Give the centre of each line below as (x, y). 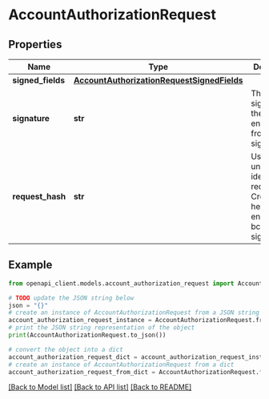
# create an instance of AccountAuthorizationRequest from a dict (121, 365)
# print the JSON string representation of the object (102, 328)
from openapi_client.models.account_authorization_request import (121, 283)
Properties (35, 44)
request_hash (39, 196)
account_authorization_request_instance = (80, 320)
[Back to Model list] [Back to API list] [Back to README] (100, 387)
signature (31, 118)
